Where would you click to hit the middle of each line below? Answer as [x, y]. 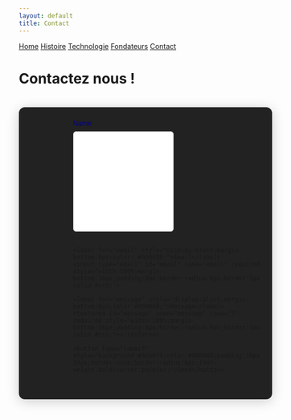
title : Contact [44, 23]
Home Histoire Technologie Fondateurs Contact [98, 46]
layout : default [46, 16]
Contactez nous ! [77, 78]
